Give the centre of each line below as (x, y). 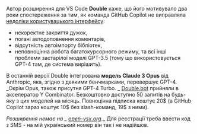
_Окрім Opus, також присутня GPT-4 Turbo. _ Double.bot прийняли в (93, 88)
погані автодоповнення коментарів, (60, 39)
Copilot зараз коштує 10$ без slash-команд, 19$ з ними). (78, 107)
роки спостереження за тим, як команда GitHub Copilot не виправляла (96, 15)
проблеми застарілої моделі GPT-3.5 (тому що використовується (98, 58)
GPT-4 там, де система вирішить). (58, 64)
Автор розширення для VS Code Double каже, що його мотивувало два (97, 9)
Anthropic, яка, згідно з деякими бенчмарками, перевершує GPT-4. (92, 82)
